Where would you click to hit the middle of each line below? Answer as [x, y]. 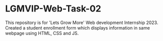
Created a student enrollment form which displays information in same [77, 27]
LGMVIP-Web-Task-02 [53, 9]
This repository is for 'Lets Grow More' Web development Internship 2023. [82, 22]
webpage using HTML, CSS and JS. [42, 33]
